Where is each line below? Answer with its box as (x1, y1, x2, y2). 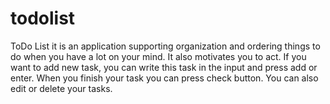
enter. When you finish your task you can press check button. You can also (10, 72, 319, 84)
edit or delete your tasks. (10, 82, 113, 94)
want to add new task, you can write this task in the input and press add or (10, 61, 318, 73)
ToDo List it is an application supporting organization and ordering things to (10, 40, 321, 52)
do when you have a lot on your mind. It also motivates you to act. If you (10, 50, 307, 62)
